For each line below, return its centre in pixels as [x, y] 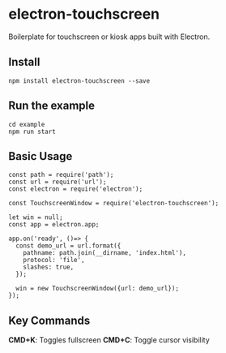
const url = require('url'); [58, 182]
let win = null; [36, 217]
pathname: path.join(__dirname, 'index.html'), [104, 253]
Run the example [52, 106]
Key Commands [49, 320]
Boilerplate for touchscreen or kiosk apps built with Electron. [109, 37]
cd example [27, 124]
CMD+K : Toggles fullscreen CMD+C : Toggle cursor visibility [109, 340]
